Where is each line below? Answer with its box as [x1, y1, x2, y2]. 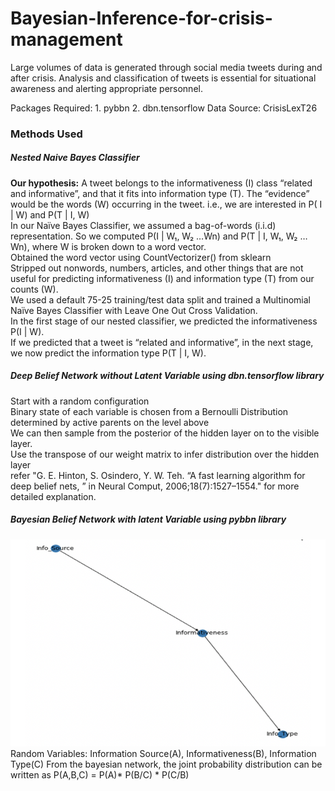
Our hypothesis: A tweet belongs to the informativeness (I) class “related [10, 177, 313, 189]
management [10, 28, 123, 51]
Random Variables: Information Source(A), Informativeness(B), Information [10, 748, 317, 760]
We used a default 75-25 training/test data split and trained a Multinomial [10, 293, 311, 306]
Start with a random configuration [10, 395, 150, 407]
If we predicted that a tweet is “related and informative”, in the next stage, [10, 336, 314, 348]
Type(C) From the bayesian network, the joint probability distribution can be [10, 758, 323, 771]
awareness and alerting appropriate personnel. [10, 82, 203, 94]
